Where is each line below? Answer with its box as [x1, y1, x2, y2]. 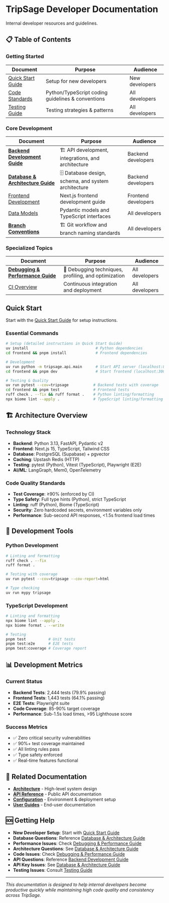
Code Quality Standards [6, 479, 66, 486]
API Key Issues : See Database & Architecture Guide [13, 861, 120, 868]
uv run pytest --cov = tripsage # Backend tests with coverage [6, 383, 158, 388]
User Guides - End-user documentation [13, 801, 96, 807]
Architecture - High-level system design [13, 785, 97, 791]
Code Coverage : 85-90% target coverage [13, 705, 100, 711]
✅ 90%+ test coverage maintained [13, 741, 85, 747]
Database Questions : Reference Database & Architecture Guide [13, 835, 145, 841]
